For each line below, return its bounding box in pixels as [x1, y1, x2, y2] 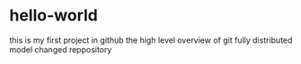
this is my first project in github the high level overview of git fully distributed [9, 35, 293, 45]
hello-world [9, 5, 99, 26]
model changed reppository [9, 44, 112, 54]
